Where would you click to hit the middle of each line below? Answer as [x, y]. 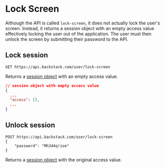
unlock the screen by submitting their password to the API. [67, 39]
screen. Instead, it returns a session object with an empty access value [80, 28]
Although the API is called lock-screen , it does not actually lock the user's [83, 23]
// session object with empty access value [52, 86]
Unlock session [30, 125]
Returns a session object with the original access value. [64, 160]
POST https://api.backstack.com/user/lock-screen [59, 137]
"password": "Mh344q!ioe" [42, 146]
